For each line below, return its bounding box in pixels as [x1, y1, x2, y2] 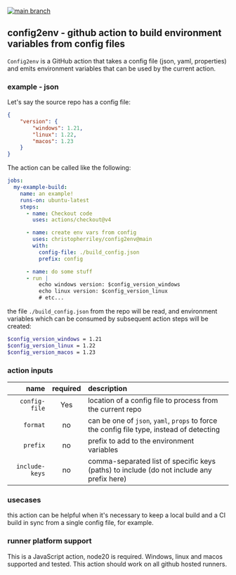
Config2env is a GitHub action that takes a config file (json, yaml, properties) [7, 56, 227, 65]
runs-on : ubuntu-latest [20, 197, 90, 204]
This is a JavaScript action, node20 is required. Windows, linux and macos [7, 552, 223, 560]
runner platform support [7, 536, 92, 546]
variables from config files [7, 38, 125, 50]
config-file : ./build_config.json [38, 249, 140, 256]
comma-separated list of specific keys [87, 457, 216, 466]
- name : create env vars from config [25, 229, 137, 236]
